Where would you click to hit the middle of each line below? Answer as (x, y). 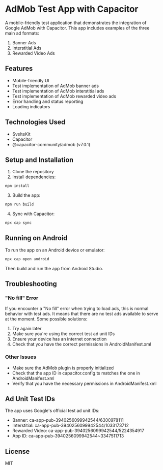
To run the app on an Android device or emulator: (55, 250)
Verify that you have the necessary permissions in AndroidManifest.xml (84, 383)
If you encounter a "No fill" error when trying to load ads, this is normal (77, 309)
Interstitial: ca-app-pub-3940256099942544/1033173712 (70, 425)
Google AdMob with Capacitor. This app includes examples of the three (77, 28)
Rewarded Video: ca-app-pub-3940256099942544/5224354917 (78, 431)
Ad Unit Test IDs (30, 399)
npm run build (20, 204)
